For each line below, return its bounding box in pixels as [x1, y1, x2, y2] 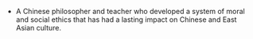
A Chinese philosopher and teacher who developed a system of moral [15, 7, 245, 16]
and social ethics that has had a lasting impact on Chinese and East [15, 15, 237, 24]
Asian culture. [15, 23, 62, 32]
